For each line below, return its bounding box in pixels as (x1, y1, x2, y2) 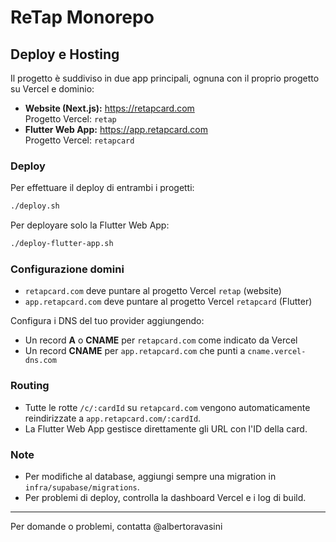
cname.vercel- (247, 347, 307, 357)
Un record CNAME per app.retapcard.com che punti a (24, 345, 246, 357)
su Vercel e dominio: (10, 83, 95, 95)
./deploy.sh (10, 201, 60, 211)
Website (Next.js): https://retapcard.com (24, 102, 195, 114)
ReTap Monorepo (10, 6, 155, 29)
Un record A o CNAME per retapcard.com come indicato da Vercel (24, 334, 298, 346)
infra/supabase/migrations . (24, 481, 140, 493)
